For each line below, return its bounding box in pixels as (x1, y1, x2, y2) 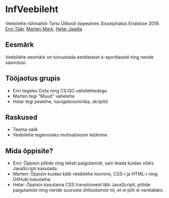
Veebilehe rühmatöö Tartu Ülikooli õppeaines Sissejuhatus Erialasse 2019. (5, 20, 160, 26)
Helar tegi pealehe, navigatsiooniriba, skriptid (12, 98, 108, 105)
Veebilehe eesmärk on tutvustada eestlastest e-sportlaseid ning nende (5, 54, 154, 60)
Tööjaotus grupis (5, 74, 61, 83)
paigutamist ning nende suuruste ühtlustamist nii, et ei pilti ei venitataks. (12, 187, 164, 193)
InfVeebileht (5, 4, 59, 15)
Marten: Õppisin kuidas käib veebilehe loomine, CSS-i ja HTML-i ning (12, 171, 158, 177)
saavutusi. (5, 59, 27, 65)
